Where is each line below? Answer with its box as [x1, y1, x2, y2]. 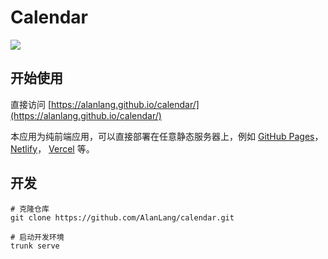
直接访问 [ [10, 98, 52, 110]
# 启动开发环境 [10, 232, 65, 242]
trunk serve [10, 241, 60, 251]
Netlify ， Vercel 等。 [10, 142, 95, 155]
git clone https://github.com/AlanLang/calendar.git [10, 212, 235, 223]
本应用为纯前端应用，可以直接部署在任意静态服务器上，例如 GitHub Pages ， [10, 130, 324, 142]
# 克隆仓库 [10, 204, 50, 214]
